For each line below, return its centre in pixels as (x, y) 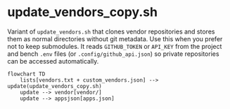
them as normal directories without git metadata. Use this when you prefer (115, 38)
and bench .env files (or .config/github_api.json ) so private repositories (113, 54)
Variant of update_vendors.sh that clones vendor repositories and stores (111, 31)
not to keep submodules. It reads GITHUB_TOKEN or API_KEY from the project (115, 46)
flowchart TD (26, 74)
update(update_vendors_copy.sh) (55, 86)
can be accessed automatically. (53, 61)
